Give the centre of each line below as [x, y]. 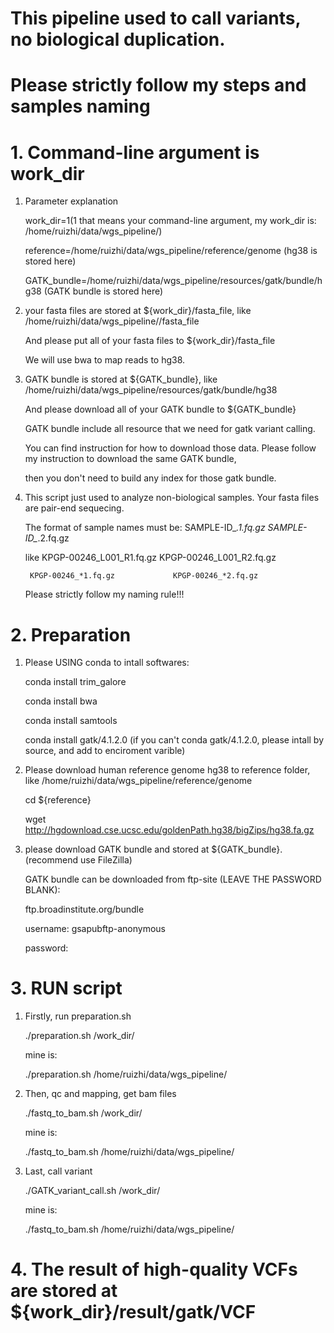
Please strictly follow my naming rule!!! [104, 594]
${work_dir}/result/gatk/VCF [133, 1312]
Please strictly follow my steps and [158, 85]
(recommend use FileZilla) [78, 860]
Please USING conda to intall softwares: [107, 663]
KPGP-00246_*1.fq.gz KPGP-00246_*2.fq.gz [144, 576]
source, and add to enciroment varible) [105, 751]
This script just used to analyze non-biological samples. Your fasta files [172, 498]
